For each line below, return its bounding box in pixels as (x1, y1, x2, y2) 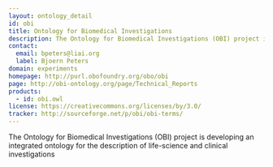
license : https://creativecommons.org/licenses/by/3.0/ (8, 102, 201, 110)
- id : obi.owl (15, 95, 63, 103)
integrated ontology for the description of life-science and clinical (8, 141, 228, 150)
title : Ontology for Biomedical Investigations (8, 27, 173, 35)
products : (8, 87, 42, 96)
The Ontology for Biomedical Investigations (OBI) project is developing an (8, 132, 254, 142)
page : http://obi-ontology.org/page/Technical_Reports (8, 79, 198, 88)
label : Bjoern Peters (15, 58, 89, 66)
